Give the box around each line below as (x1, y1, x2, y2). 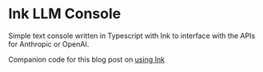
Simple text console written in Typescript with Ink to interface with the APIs (8, 31, 256, 40)
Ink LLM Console (8, 5, 122, 23)
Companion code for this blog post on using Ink (8, 55, 165, 64)
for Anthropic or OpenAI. (8, 39, 90, 48)
